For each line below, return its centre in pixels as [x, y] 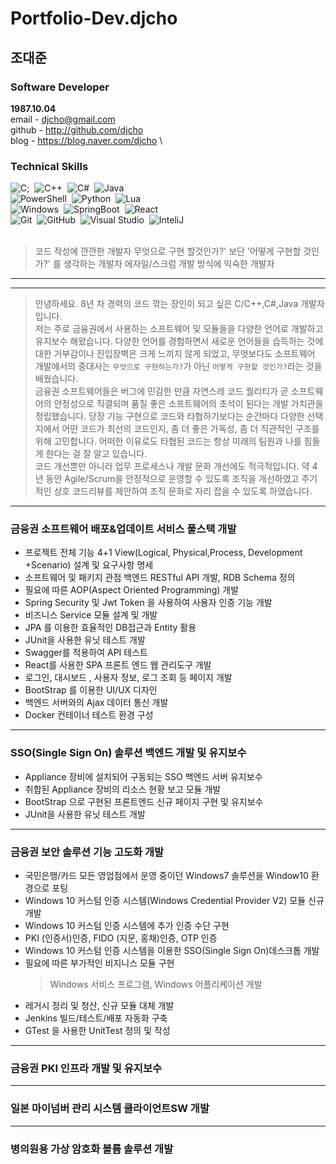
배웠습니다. [56, 379]
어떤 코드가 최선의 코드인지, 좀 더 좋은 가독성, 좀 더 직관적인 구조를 [190, 429]
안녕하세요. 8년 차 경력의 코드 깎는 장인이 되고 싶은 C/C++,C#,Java [166, 304]
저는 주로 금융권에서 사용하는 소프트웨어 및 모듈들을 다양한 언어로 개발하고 [179, 329]
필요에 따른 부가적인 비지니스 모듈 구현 [99, 963]
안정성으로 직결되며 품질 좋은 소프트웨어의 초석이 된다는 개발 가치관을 [188, 404]
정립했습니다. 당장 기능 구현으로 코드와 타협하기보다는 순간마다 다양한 [169, 416]
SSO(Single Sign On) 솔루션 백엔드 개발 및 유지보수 [128, 753]
